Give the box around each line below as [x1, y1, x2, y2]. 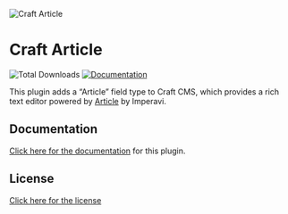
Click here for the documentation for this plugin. [9, 145, 186, 156]
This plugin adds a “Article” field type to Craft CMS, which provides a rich [9, 86, 280, 97]
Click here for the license [9, 194, 102, 205]
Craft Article [9, 40, 103, 60]
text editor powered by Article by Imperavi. [9, 95, 167, 106]
